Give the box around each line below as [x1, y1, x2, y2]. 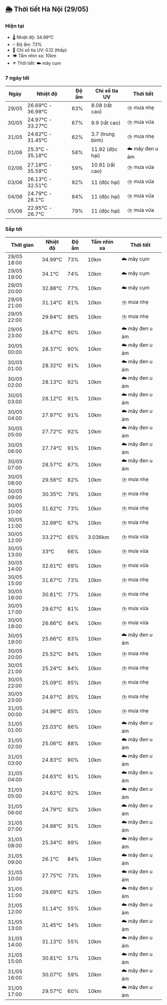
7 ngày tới [5, 74, 30, 81]
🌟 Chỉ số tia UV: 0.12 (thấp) [12, 47, 67, 53]
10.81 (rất [91, 161, 115, 168]
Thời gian [10, 242, 34, 249]
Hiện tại [5, 22, 24, 29]
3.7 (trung [91, 130, 115, 137]
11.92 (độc [91, 146, 118, 153]
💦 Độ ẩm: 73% [12, 41, 42, 47]
